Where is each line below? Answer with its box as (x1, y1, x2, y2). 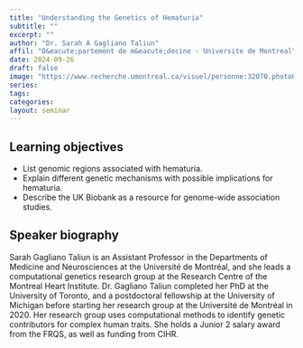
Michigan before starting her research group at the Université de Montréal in (9, 299, 293, 310)
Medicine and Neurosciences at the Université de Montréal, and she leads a (9, 261, 291, 272)
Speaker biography (9, 228, 119, 243)
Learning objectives (9, 139, 124, 155)
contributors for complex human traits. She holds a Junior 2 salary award (9, 318, 281, 330)
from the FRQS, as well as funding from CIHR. (9, 328, 179, 339)
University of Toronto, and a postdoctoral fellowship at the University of (9, 290, 275, 301)
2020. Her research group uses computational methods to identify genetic (9, 309, 286, 320)
